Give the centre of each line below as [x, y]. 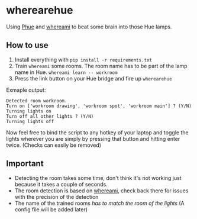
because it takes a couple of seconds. [61, 184]
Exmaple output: [26, 90]
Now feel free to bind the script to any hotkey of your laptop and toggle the [97, 132]
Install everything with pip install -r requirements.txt [83, 59]
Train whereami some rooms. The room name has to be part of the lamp [101, 66]
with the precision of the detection [56, 197]
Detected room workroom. [37, 101]
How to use [27, 45]
